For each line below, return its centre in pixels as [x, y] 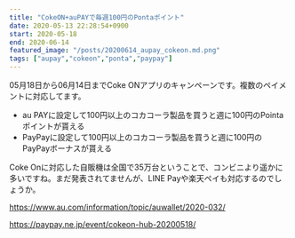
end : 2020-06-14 [39, 42]
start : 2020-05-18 [43, 34]
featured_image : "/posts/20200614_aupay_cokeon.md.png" [115, 51]
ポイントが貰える [53, 126]
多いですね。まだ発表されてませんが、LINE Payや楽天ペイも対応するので [142, 178]
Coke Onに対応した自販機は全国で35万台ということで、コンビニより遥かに [146, 167]
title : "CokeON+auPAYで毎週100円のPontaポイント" [97, 17]
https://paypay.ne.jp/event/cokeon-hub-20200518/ [103, 224]
